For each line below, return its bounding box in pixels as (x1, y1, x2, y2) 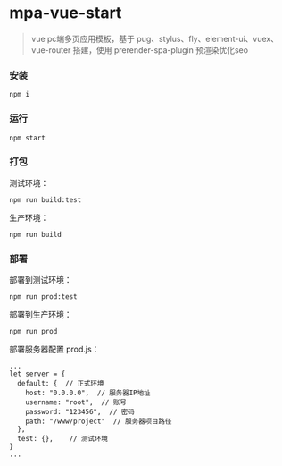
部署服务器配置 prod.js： (9, 343, 100, 355)
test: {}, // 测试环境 (17, 435, 109, 444)
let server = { (9, 369, 66, 378)
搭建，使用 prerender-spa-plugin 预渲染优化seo (72, 44, 248, 55)
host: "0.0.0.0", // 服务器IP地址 (25, 388, 151, 398)
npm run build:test (9, 195, 82, 204)
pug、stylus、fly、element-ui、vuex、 (137, 33, 279, 44)
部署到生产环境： (9, 309, 72, 320)
